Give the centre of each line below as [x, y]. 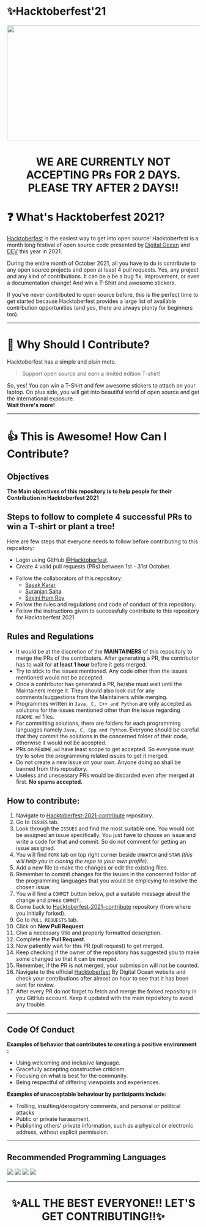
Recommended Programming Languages [86, 1157]
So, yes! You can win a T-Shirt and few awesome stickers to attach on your [101, 385]
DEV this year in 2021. [35, 251]
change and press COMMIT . [48, 900]
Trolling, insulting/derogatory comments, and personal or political [98, 1106]
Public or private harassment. [53, 1119]
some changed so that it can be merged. [67, 959]
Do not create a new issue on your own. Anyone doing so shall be [98, 762]
